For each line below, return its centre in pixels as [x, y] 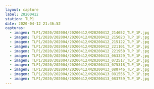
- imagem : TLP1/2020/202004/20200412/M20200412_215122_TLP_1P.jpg [79, 42]
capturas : [15, 28]
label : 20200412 [22, 14]
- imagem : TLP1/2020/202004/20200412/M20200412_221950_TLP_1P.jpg [79, 51]
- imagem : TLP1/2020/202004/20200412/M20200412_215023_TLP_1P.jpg [79, 38]
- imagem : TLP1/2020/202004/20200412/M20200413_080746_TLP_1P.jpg [79, 70]
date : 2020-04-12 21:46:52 [33, 23]
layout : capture [22, 10]
